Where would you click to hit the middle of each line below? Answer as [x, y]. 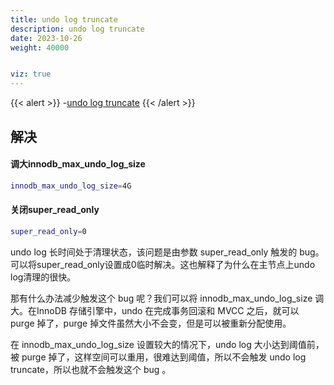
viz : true [31, 74]
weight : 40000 [40, 47]
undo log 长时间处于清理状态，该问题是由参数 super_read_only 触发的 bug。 [167, 252]
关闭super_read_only [55, 210]
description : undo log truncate [77, 29]
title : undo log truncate [64, 19]
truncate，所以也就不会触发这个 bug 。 [91, 369]
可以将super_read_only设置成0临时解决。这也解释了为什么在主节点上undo [163, 264]
